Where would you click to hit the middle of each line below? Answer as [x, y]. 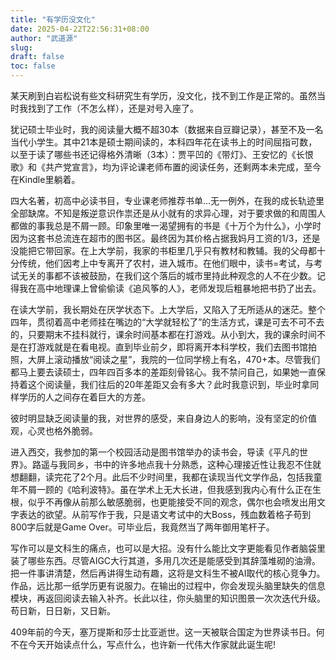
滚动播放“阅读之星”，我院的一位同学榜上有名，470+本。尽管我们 [187, 359]
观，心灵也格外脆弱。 [54, 430]
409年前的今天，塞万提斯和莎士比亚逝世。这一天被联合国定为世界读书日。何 [167, 632]
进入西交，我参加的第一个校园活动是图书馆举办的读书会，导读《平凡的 [155, 452]
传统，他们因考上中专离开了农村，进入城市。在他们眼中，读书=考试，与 [166, 263]
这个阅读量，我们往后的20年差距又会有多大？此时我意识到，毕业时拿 [169, 384]
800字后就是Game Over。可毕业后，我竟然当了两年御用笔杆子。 [142, 527]
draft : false [37, 57]
